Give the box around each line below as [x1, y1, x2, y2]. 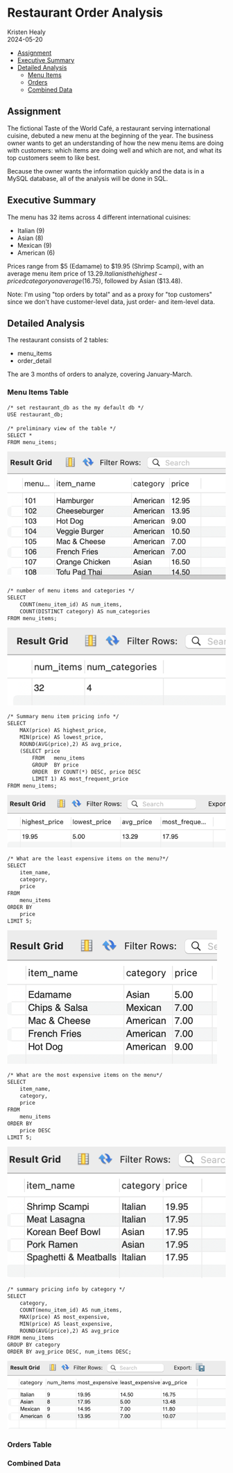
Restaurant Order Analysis [7, 5, 164, 21]
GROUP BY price [32, 762, 79, 769]
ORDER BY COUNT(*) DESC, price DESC [32, 769, 141, 776]
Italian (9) [17, 226, 45, 235]
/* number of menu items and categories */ [7, 587, 135, 594]
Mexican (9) [17, 241, 52, 249]
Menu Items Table [7, 387, 69, 397]
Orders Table [7, 1440, 52, 1449]
